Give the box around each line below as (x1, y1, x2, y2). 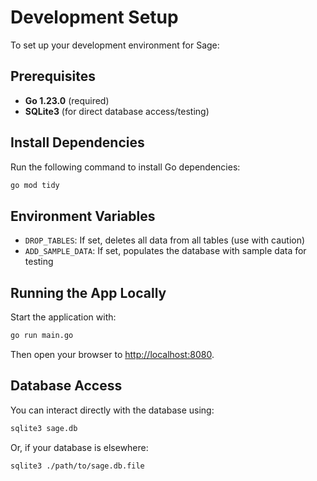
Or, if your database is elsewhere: (10, 441, 149, 453)
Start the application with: (10, 311, 117, 323)
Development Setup (10, 6, 179, 29)
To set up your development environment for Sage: (10, 39, 220, 51)
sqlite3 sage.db (10, 423, 78, 433)
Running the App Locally (10, 284, 167, 301)
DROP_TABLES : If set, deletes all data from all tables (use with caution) (24, 234, 306, 246)
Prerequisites (10, 68, 96, 85)
